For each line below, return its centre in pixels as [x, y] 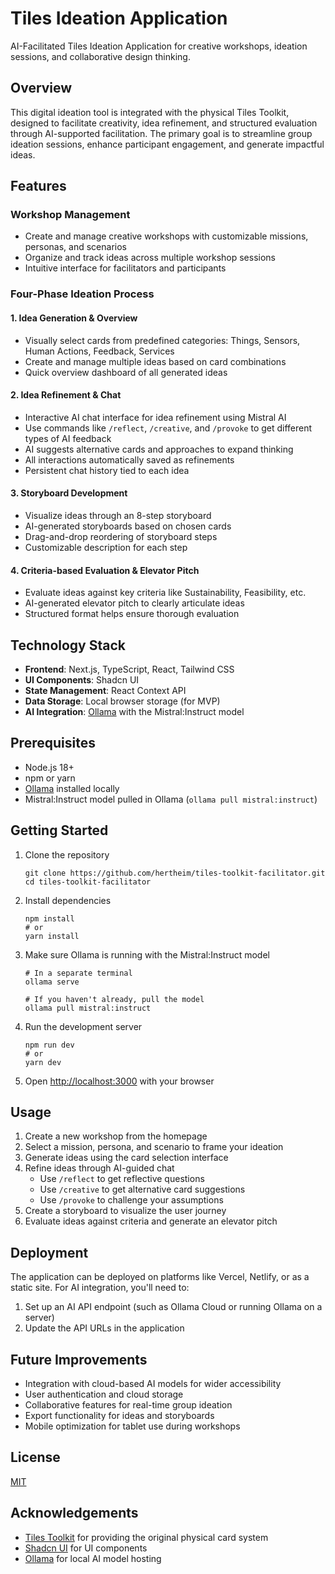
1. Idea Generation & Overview [74, 318]
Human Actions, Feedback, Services [99, 351]
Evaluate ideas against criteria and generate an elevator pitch [151, 1221]
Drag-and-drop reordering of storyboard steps [121, 536]
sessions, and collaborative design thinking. [100, 56]
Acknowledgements [74, 1513]
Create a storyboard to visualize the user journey [125, 1211]
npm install [49, 918]
